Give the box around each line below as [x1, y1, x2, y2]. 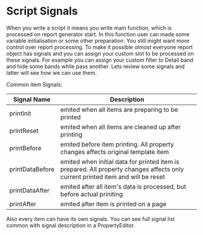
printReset [9, 126, 39, 135]
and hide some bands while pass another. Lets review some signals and [6, 62, 185, 70]
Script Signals [6, 4, 79, 18]
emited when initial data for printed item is [60, 157, 179, 166]
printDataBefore [9, 165, 55, 173]
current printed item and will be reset [60, 172, 165, 181]
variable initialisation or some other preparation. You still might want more [6, 37, 190, 44]
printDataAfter [9, 186, 50, 195]
